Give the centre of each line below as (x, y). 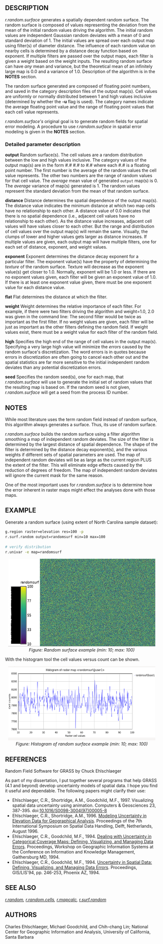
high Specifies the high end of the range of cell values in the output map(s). (81, 342)
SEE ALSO (21, 888)
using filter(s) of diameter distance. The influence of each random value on (80, 45)
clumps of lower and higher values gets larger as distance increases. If (76, 237)
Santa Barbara (19, 937)
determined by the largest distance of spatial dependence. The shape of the (81, 444)
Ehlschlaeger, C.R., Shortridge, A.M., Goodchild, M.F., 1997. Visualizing (83, 800)
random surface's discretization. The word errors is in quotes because (76, 352)
